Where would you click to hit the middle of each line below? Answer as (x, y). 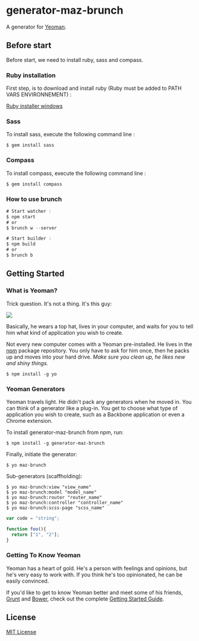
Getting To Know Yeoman (44, 555)
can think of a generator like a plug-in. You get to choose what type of (92, 408)
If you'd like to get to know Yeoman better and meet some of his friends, (94, 592)
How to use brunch (34, 199)
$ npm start (21, 217)
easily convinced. (28, 581)
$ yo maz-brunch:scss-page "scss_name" (56, 508)
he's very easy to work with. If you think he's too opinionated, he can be (94, 574)
